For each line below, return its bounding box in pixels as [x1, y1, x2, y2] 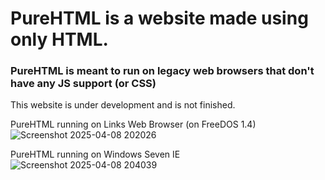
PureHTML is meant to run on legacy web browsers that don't [10, 64, 315, 78]
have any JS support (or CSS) [10, 77, 157, 91]
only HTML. [10, 28, 109, 51]
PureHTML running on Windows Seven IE [10, 148, 181, 161]
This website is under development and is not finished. [10, 99, 236, 111]
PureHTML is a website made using [10, 7, 309, 30]
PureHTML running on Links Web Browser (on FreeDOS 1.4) [10, 118, 257, 131]
